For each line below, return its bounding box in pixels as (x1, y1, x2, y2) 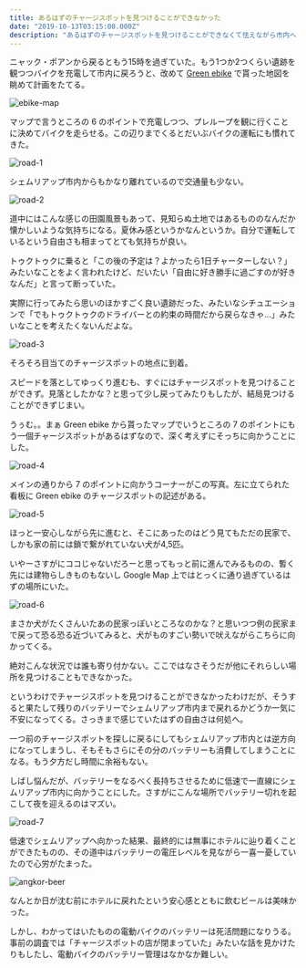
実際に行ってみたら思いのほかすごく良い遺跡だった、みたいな (9, 297, 241, 308)
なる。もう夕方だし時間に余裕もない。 (9, 756, 153, 767)
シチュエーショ (240, 297, 297, 308)
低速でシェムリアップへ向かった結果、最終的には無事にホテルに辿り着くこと (9, 836, 297, 847)
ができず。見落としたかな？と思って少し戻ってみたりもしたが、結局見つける (9, 389, 295, 400)
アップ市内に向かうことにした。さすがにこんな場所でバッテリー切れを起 (25, 786, 297, 798)
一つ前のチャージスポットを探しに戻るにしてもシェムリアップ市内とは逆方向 (9, 734, 296, 744)
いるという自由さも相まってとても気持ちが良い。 (9, 236, 192, 247)
